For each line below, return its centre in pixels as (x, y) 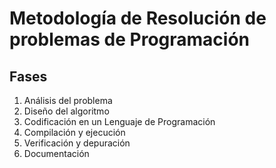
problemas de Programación (130, 39)
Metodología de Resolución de (138, 18)
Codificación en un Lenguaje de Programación (119, 121)
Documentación (56, 153)
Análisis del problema (68, 100)
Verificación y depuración (77, 143)
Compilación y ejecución (74, 132)
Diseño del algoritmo (66, 111)
